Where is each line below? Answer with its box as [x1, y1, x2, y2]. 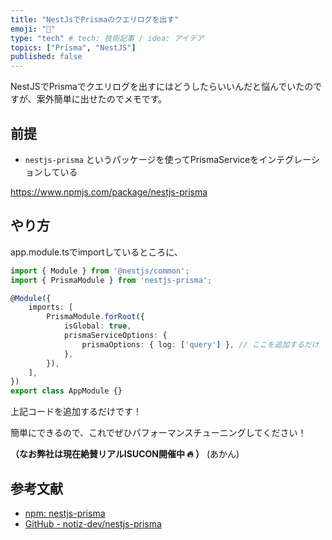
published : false [10, 52, 83, 62]
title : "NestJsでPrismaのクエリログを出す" [10, 14, 180, 25]
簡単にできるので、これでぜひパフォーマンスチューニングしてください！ [10, 427, 307, 439]
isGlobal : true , [63, 321, 132, 331]
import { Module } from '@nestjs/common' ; [10, 266, 190, 276]
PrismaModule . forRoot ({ [46, 312, 145, 322]
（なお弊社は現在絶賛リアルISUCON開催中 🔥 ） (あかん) [10, 448, 240, 460]
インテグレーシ [258, 153, 320, 165]
